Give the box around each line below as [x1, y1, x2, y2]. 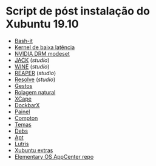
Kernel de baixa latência [14, 44, 75, 51]
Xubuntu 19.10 [5, 17, 80, 31]
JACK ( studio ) [14, 56, 50, 64]
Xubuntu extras [14, 147, 53, 154]
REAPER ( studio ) [14, 69, 56, 76]
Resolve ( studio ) [14, 76, 56, 83]
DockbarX [14, 101, 40, 108]
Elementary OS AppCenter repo [14, 153, 94, 160]
